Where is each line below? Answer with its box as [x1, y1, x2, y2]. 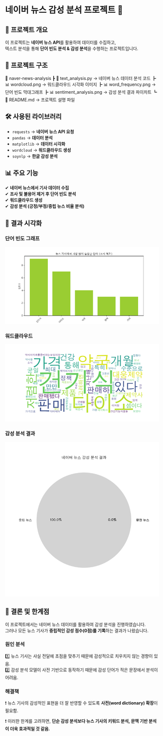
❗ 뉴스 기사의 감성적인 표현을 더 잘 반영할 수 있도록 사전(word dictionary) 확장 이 [5, 700, 158, 706]
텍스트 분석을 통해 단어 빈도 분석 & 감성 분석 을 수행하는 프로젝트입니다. [5, 46, 139, 52]
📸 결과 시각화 [5, 219, 42, 227]
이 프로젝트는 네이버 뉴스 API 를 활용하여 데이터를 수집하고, [5, 40, 116, 45]
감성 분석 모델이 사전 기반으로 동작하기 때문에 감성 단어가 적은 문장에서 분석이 [11, 667, 158, 673]
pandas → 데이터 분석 [12, 134, 53, 140]
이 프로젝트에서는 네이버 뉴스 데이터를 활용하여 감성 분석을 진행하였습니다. [5, 621, 146, 627]
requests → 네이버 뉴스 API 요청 [12, 129, 74, 134]
